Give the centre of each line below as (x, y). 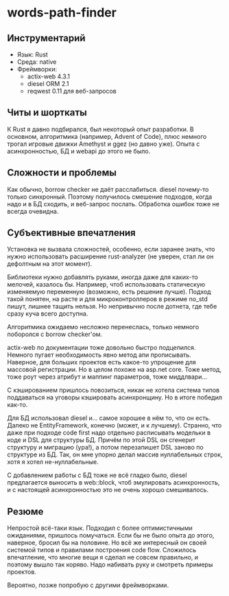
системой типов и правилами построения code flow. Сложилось (102, 550)
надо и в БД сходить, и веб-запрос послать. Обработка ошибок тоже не (113, 203)
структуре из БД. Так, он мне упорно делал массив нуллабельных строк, (115, 454)
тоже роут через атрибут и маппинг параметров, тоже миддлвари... (107, 377)
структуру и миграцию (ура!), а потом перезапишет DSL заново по (105, 448)
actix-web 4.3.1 (49, 76)
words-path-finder (62, 13)
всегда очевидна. (33, 211)
